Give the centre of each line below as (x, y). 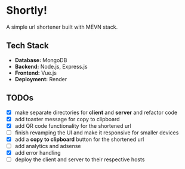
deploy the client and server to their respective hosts (80, 159)
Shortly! (27, 10)
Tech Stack (27, 46)
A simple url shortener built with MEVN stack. (62, 27)
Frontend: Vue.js (36, 73)
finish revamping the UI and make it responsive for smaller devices (97, 133)
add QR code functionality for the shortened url (73, 125)
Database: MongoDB (41, 60)
